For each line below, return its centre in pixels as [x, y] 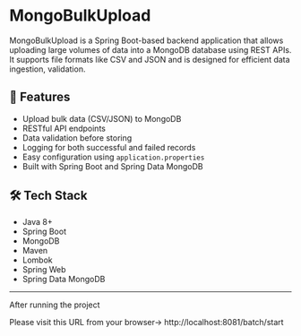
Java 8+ [37, 221]
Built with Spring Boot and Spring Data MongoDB [112, 166]
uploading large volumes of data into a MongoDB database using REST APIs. [150, 49]
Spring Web [44, 269]
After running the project [55, 305]
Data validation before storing [77, 138]
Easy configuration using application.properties [113, 157]
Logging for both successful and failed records [109, 147]
